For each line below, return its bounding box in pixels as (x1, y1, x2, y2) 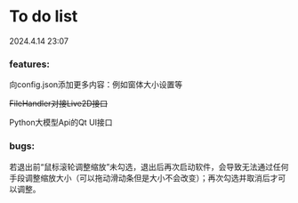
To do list (9, 6, 78, 27)
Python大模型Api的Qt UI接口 (9, 118, 113, 128)
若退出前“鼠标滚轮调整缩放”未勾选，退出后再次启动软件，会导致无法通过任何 (9, 161, 289, 172)
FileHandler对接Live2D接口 (9, 98, 109, 109)
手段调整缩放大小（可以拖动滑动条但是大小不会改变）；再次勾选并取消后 (9, 172, 270, 183)
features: (9, 58, 51, 70)
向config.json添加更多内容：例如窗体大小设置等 (9, 79, 183, 90)
